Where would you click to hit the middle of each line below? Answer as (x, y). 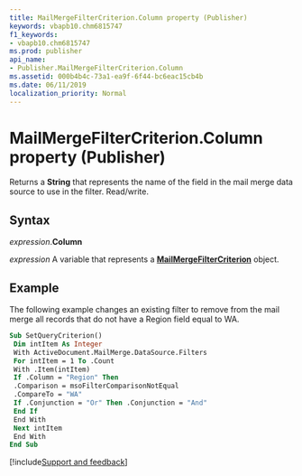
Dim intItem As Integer (58, 344)
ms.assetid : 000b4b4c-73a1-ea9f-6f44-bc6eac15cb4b (106, 77)
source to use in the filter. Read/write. (79, 191)
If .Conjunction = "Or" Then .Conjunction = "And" (110, 403)
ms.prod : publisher (46, 51)
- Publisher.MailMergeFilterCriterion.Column (96, 69)
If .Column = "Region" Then (66, 378)
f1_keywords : (34, 34)
